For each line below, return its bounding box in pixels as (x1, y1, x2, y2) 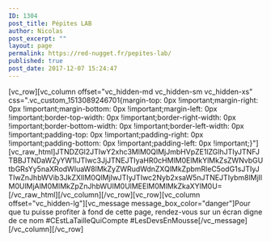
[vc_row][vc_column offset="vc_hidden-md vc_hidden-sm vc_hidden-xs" (8, 87, 253, 96)
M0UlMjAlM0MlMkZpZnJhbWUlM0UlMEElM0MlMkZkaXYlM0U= (8, 181, 222, 191)
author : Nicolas (8, 27, 63, 35)
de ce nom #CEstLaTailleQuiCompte (8, 215, 129, 225)
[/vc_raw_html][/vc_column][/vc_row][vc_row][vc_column (8, 189, 201, 199)
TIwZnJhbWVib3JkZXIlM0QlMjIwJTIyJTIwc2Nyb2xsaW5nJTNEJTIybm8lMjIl (8, 172, 263, 182)
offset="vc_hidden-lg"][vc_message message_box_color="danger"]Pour (8, 198, 251, 208)
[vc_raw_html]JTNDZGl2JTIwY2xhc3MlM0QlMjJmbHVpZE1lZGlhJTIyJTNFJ (8, 146, 260, 156)
